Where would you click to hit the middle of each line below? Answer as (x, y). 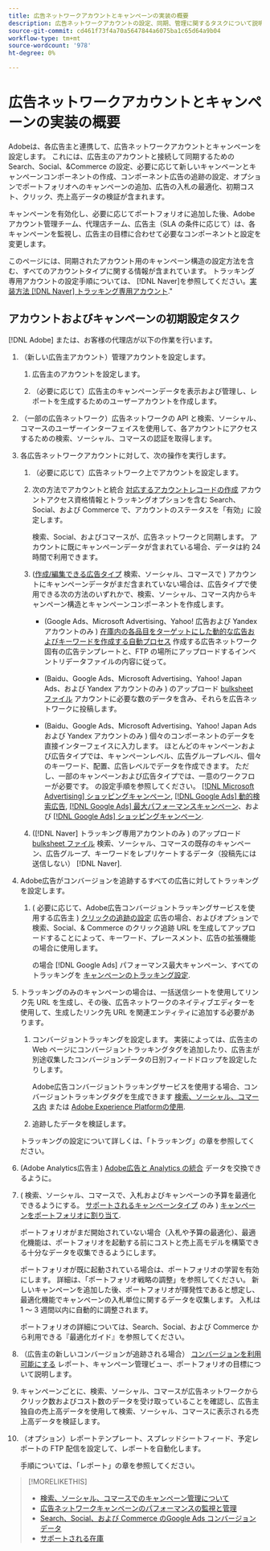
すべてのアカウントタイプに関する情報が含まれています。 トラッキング (139, 271)
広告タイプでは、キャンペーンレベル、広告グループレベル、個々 (156, 756)
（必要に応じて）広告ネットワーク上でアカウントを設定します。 (137, 472)
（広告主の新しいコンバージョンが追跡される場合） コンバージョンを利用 (141, 1354)
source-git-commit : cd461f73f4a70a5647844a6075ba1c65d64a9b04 (115, 31)
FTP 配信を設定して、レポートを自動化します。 (128, 1448)
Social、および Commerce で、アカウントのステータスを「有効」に (143, 509)
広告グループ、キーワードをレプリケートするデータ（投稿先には (151, 853)
